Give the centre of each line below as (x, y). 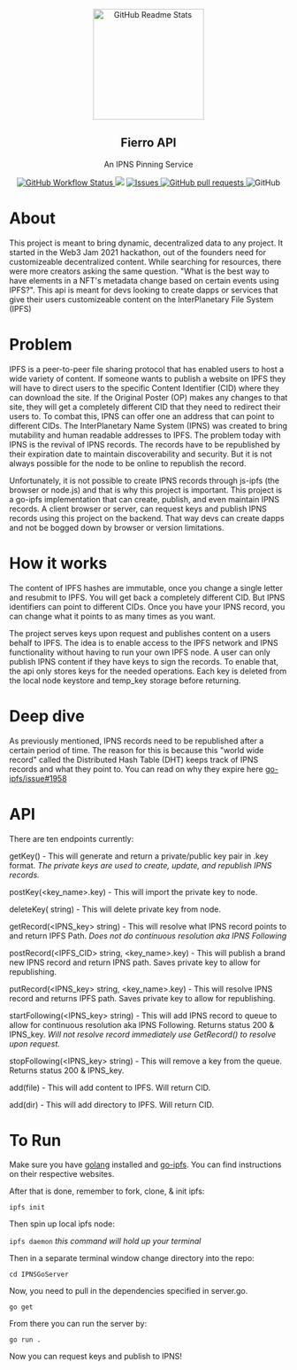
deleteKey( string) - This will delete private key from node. (115, 909)
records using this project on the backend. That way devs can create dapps (147, 518)
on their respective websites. (62, 1174)
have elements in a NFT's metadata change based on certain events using (145, 280)
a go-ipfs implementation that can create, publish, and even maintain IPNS (145, 499)
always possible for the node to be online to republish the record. (128, 463)
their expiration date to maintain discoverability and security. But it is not (141, 454)
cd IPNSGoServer (39, 1275)
